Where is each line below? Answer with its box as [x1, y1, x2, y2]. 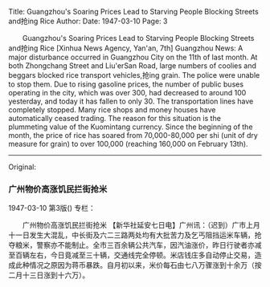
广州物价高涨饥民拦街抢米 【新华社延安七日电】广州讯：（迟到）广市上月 [22, 220, 260, 230]
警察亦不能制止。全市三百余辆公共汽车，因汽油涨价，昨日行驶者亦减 [35, 241, 262, 250]
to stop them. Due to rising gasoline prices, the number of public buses [8, 79, 243, 89]
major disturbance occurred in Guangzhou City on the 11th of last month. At [8, 52, 258, 62]
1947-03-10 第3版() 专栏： [8, 204, 96, 213]
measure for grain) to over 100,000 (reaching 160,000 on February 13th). [8, 139, 248, 148]
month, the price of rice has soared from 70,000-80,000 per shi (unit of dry [8, 131, 259, 139]
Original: [8, 162, 37, 172]
